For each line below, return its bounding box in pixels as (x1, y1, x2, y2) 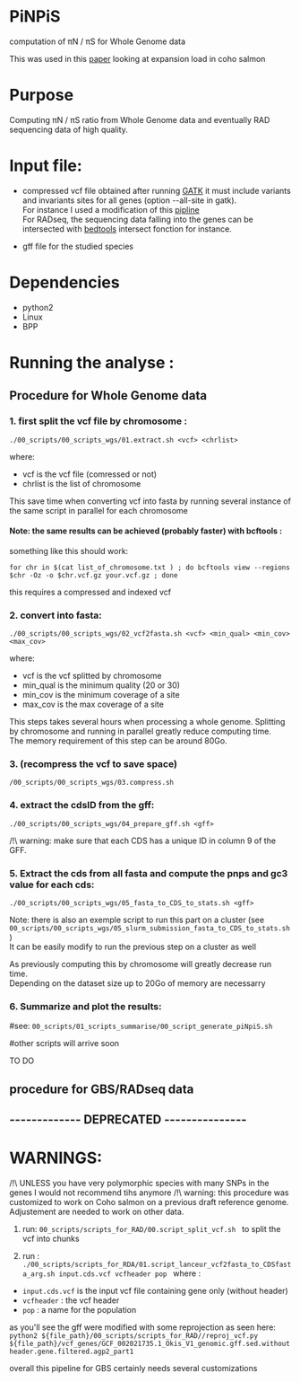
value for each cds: (9, 878, 95, 891)
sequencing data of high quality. (9, 124, 128, 135)
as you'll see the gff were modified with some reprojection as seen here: (9, 1322, 276, 1333)
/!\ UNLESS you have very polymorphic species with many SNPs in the (9, 1178, 270, 1189)
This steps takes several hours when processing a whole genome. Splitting (9, 717, 286, 727)
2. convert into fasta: (9, 609, 103, 621)
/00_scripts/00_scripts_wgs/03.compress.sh (9, 779, 175, 788)
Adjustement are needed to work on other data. (9, 1206, 184, 1218)
